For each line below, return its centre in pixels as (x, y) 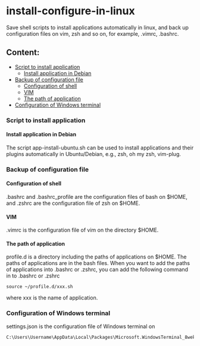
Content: (23, 53)
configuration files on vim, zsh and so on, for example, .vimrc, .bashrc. (93, 33)
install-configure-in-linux (71, 11)
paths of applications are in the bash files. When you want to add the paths (98, 263)
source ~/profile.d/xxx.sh (40, 287)
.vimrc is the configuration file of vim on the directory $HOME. (82, 230)
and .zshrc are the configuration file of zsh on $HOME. (73, 203)
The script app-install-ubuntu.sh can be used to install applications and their (100, 148)
